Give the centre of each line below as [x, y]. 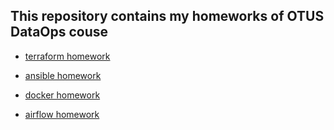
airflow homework [62, 114]
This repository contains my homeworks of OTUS [167, 16]
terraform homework [67, 56]
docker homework [62, 95]
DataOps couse [59, 32]
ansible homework [63, 75]
